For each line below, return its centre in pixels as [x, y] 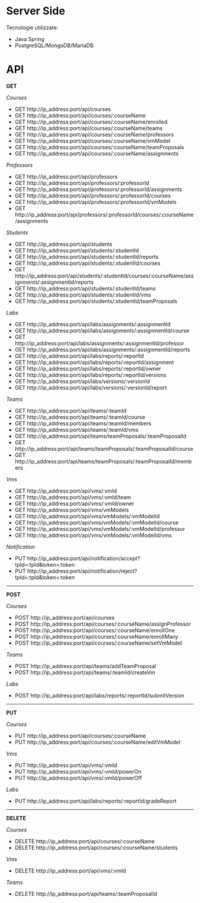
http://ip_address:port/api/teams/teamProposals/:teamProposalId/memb [103, 461]
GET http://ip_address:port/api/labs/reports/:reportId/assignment [94, 362]
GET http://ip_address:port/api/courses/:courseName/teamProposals [99, 147]
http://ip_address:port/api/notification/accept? [84, 558]
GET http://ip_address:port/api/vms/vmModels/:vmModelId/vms [93, 535]
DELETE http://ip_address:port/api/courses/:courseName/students [96, 848]
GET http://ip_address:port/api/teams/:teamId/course [80, 417]
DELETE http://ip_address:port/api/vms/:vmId [70, 870]
